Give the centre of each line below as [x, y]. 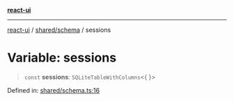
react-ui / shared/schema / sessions [59, 30]
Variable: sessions [62, 58]
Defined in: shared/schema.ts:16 [53, 90]
